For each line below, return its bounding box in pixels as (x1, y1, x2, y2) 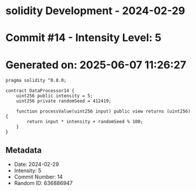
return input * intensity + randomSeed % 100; (27, 119, 143, 125)
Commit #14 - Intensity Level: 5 (5, 31, 162, 45)
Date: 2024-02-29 (14, 161, 60, 168)
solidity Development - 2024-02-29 (5, 4, 185, 18)
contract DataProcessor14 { (5, 88, 75, 94)
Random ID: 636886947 (14, 180, 73, 187)
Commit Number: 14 (14, 173, 63, 180)
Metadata (5, 145, 42, 155)
